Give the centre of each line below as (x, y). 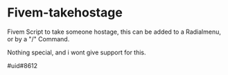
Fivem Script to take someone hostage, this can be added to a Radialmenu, (114, 32)
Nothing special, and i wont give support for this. (77, 52)
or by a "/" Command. (38, 39)
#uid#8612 (23, 65)
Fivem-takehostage (65, 13)
